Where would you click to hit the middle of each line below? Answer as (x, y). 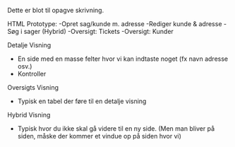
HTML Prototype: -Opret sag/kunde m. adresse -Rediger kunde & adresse (115, 24)
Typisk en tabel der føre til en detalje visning (82, 101)
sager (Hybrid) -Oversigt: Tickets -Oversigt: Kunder (99, 31)
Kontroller (32, 74)
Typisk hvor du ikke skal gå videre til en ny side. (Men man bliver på (116, 129)
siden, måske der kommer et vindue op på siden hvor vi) (100, 136)
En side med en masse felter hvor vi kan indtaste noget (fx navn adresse (123, 59)
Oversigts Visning (33, 87)
